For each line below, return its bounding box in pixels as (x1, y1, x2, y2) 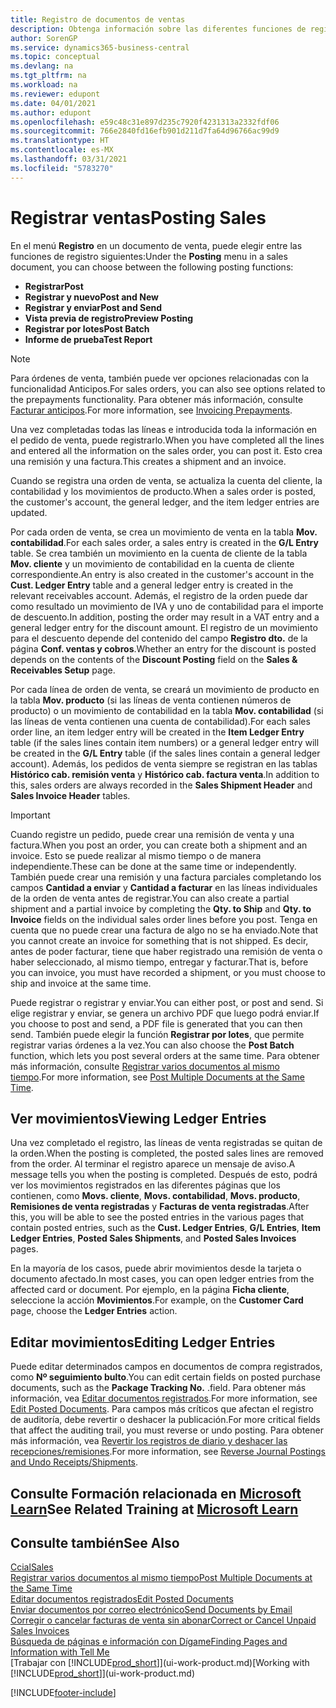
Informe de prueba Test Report (24, 333, 153, 345)
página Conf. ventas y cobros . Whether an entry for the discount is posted (10, 642, 317, 655)
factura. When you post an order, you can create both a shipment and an (10, 839, 308, 851)
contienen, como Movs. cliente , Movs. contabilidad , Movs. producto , (10, 1190, 301, 1202)
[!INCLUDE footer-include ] (10, 1687, 117, 1699)
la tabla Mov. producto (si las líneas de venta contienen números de (10, 694, 292, 706)
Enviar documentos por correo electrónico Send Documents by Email (10, 1604, 293, 1616)
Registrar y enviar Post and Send (24, 301, 163, 313)
